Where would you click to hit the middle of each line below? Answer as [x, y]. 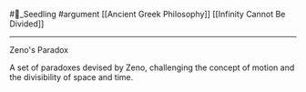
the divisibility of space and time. [71, 77]
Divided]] [27, 24]
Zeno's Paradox [39, 50]
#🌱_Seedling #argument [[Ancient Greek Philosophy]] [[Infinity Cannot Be [148, 14]
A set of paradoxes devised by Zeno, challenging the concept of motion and [152, 67]
